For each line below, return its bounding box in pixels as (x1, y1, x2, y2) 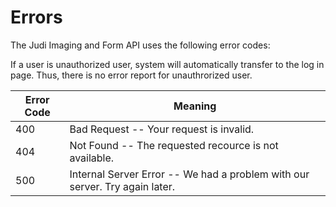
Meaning (173, 99, 217, 113)
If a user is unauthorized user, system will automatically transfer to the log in (10, 58, 325, 70)
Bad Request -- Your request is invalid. (69, 122, 255, 136)
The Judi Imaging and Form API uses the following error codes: (10, 39, 271, 51)
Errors (10, 6, 63, 29)
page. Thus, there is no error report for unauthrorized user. (10, 69, 253, 81)
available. (69, 151, 115, 165)
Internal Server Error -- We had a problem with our (69, 167, 310, 181)
